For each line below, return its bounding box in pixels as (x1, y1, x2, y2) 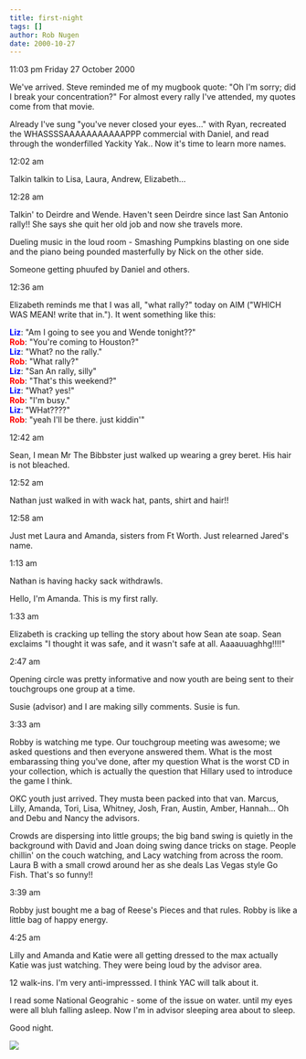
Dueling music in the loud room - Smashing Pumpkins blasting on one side (9, 237, 290, 248)
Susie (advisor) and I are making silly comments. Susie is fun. (9, 701, 240, 712)
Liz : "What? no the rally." (9, 347, 103, 358)
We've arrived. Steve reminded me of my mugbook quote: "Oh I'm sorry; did (9, 81, 297, 92)
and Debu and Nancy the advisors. (9, 813, 140, 824)
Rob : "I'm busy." (9, 395, 70, 406)
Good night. (9, 1022, 54, 1033)
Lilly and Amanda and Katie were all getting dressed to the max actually (9, 950, 279, 961)
